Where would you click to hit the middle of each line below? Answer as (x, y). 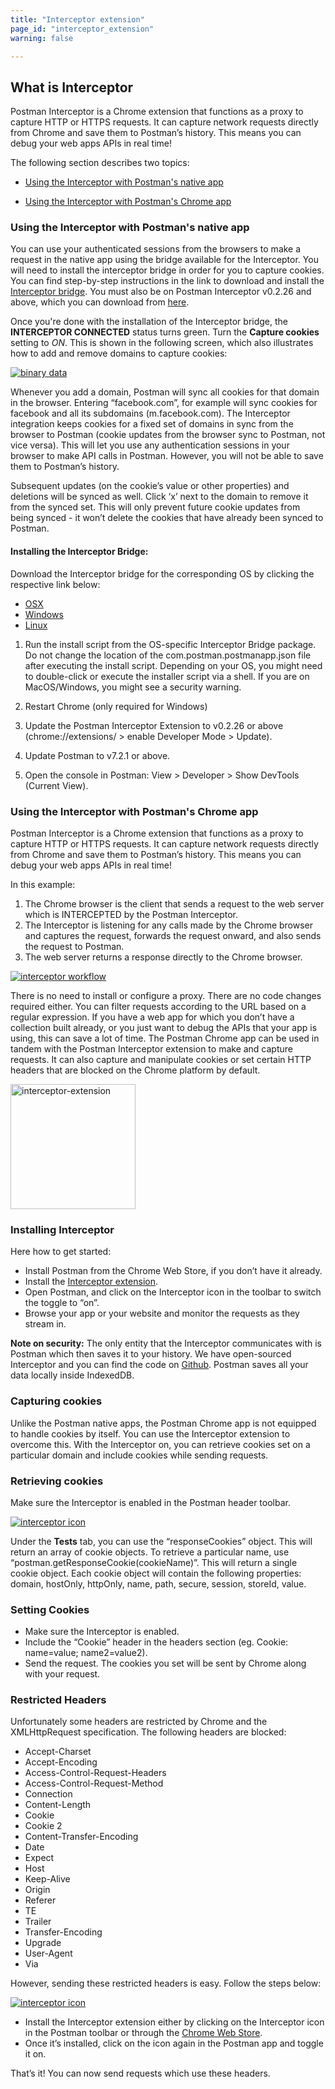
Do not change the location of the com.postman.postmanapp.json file (168, 655)
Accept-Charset (58, 1752)
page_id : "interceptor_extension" (82, 29)
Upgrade (43, 1943)
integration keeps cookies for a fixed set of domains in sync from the (152, 424)
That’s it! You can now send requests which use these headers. (140, 2073)
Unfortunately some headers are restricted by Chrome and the (139, 1722)
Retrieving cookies (57, 1481)
